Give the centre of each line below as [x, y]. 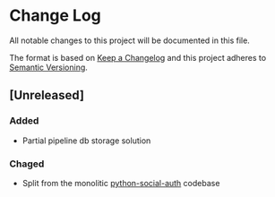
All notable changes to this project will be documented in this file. [130, 40]
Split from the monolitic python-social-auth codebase [121, 183]
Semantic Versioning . [48, 67]
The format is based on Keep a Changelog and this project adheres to [138, 57]
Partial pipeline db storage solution [86, 141]
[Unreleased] [47, 95]
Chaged [27, 164]
